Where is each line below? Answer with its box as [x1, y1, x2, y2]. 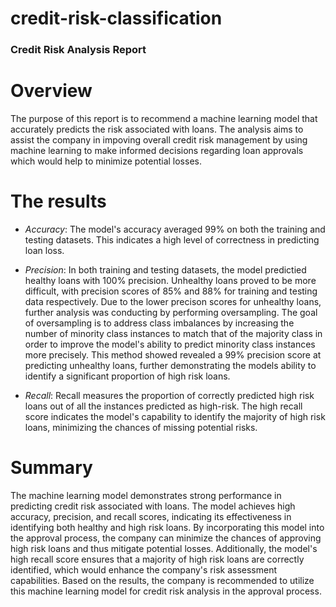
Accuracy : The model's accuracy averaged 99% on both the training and [24, 223, 326, 235]
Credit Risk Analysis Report [10, 43, 147, 57]
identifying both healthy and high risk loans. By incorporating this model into [10, 521, 325, 533]
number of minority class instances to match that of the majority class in [24, 327, 323, 339]
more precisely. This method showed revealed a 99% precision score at [24, 348, 322, 361]
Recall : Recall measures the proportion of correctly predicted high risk [24, 389, 315, 401]
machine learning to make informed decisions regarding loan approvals [10, 145, 304, 157]
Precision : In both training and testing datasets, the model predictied [24, 263, 307, 276]
